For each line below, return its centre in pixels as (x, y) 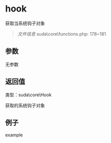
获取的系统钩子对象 (25, 105)
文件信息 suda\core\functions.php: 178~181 (62, 34)
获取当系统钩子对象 (25, 23)
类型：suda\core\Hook (28, 95)
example (14, 135)
